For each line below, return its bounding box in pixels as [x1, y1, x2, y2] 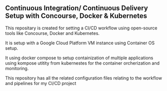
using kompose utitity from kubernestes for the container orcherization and [5, 60, 160, 66]
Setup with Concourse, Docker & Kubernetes [5, 12, 148, 20]
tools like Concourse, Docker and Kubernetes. [5, 30, 100, 36]
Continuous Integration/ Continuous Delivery [5, 4, 148, 12]
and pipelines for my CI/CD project [5, 80, 76, 86]
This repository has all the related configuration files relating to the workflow [5, 75, 162, 81]
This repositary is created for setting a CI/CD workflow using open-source [5, 25, 158, 31]
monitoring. [5, 65, 29, 71]
